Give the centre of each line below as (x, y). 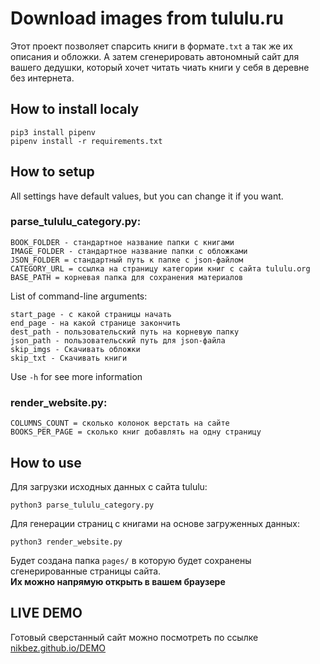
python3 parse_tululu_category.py (82, 505)
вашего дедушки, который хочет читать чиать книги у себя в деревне (160, 67)
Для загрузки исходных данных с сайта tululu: (109, 486)
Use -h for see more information (76, 376)
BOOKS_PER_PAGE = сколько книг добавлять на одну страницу (136, 432)
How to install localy (75, 109)
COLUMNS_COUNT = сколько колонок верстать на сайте (120, 423)
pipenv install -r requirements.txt (86, 141)
